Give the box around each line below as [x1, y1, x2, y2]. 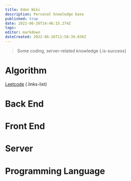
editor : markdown [5, 30, 41, 35]
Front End [5, 121, 45, 132]
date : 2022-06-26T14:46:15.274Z [5, 21, 71, 26]
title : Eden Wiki [5, 7, 41, 12]
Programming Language [5, 165, 105, 177]
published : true [5, 16, 38, 21]
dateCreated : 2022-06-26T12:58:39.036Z [5, 35, 87, 40]
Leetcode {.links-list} [5, 81, 47, 87]
